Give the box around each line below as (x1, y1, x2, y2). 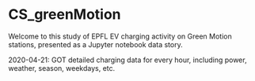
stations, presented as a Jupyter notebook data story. (8, 39, 184, 49)
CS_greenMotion (8, 6, 121, 24)
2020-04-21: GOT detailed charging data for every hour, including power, (8, 55, 247, 64)
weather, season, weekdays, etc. (8, 63, 116, 72)
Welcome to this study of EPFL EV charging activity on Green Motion (8, 31, 232, 41)
